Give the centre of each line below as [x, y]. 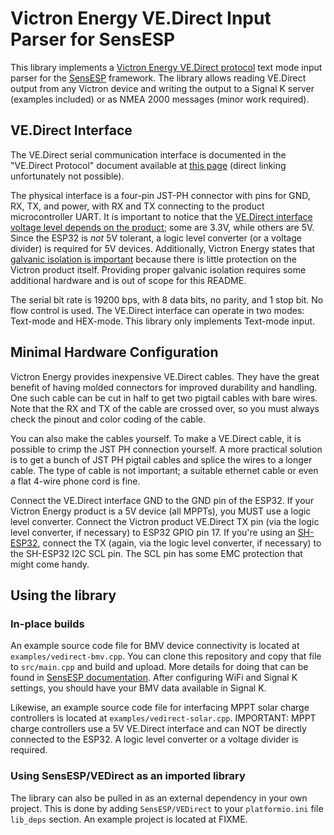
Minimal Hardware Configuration [114, 352]
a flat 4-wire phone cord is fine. [75, 481]
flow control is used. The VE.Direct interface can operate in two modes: [157, 310]
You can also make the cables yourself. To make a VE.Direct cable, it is [156, 438]
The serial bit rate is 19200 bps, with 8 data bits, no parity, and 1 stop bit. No [167, 299]
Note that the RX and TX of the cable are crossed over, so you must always [165, 408]
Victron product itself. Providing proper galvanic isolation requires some [158, 269]
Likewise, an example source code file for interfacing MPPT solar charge [160, 708]
